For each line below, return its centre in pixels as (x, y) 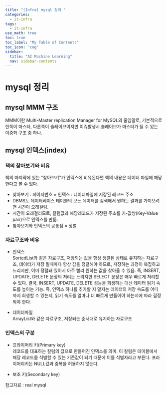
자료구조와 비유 (22, 240)
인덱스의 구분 (20, 333)
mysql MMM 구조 (32, 107)
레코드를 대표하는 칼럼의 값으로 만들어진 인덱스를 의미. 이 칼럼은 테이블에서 (85, 351)
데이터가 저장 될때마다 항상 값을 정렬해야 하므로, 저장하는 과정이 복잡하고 (90, 264)
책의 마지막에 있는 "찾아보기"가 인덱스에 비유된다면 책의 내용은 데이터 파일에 (79, 177)
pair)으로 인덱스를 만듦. (35, 219)
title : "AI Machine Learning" (41, 56)
